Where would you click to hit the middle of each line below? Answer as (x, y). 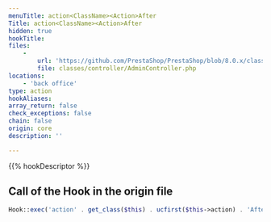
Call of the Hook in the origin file (91, 192)
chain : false (30, 121)
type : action (30, 91)
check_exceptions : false (50, 114)
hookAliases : (30, 98)
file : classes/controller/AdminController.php (117, 69)
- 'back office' (50, 83)
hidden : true (30, 31)
